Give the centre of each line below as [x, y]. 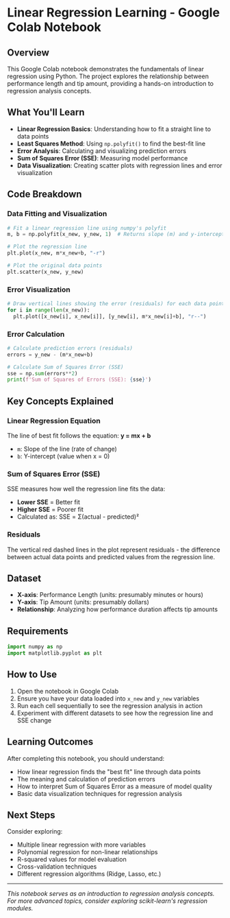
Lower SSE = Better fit [49, 502]
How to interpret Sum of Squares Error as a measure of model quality [114, 786]
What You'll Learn [46, 112]
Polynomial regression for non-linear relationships [87, 852]
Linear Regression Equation [54, 421]
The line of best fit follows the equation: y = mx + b [79, 436]
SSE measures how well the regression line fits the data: [86, 489]
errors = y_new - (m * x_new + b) [50, 355]
